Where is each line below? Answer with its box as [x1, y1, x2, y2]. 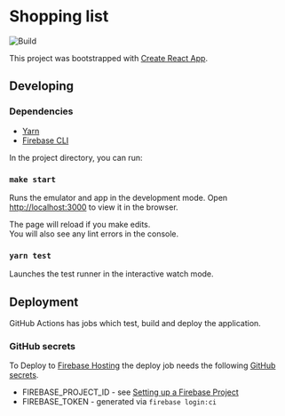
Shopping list [9, 6, 109, 27]
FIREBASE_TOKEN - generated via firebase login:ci [21, 396, 218, 407]
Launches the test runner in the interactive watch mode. [9, 268, 215, 279]
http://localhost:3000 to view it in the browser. [9, 202, 179, 212]
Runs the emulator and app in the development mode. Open [9, 192, 228, 203]
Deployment [9, 294, 79, 309]
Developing [9, 78, 74, 94]
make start [9, 174, 56, 184]
